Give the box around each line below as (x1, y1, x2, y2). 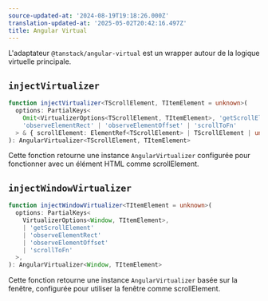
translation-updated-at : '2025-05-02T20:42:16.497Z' (8, 19, 187, 27)
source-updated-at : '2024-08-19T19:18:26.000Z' (8, 11, 170, 20)
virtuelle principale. (8, 57, 72, 66)
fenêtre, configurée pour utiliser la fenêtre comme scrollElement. (8, 284, 221, 294)
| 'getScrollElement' (22, 224, 94, 232)
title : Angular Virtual (8, 26, 88, 34)
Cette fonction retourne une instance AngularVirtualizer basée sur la (8, 275, 238, 285)
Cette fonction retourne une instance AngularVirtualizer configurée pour (8, 151, 250, 160)
